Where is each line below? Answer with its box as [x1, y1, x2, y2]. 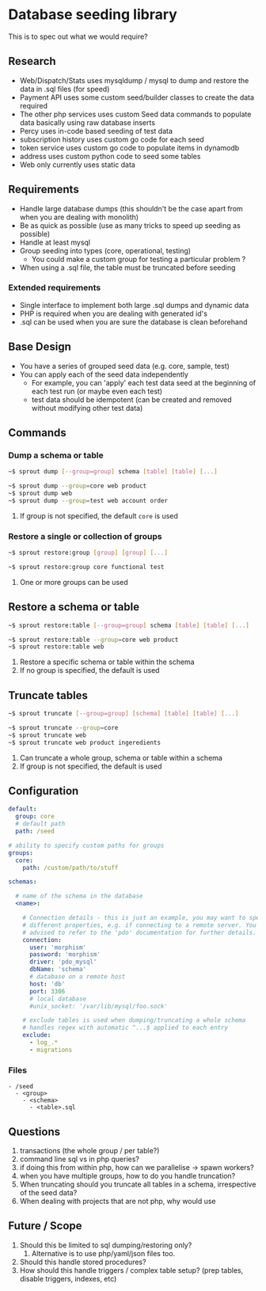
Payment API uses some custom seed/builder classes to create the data [19, 93, 255, 102]
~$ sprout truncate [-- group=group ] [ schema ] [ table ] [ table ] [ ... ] [8, 710, 239, 718]
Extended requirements [8, 283, 101, 294]
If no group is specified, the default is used [19, 666, 160, 675]
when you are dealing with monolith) [19, 212, 139, 222]
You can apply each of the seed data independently [19, 370, 188, 379]
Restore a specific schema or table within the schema [19, 657, 196, 666]
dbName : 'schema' [28, 966, 87, 974]
